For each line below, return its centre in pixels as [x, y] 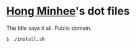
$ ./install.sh [26, 39]
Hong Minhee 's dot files [68, 11]
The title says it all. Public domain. [49, 28]
